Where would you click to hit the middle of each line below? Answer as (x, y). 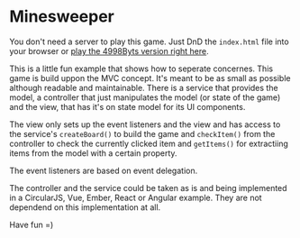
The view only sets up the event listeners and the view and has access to (145, 124)
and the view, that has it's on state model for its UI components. (127, 106)
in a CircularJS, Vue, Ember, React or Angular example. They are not (136, 197)
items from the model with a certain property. (93, 153)
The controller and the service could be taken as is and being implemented (148, 188)
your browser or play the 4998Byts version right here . (109, 50)
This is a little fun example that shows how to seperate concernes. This (141, 69)
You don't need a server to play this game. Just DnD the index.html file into (150, 41)
